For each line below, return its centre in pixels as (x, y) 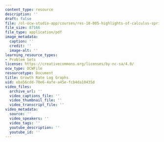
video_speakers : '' (29, 118)
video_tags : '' (25, 123)
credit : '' (20, 46)
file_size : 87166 (23, 28)
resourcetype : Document (29, 73)
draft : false (18, 19)
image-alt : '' (24, 50)
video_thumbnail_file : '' (36, 101)
